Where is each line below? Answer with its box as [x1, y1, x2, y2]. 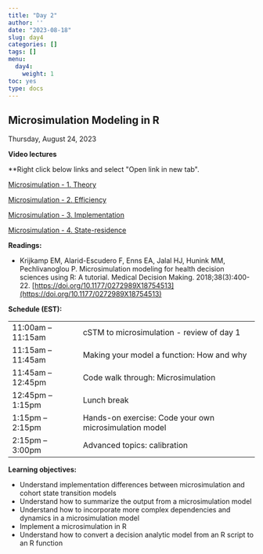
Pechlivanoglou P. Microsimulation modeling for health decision [19, 264, 225, 274]
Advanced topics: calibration [82, 440, 188, 451]
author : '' [8, 19, 44, 27]
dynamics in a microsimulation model [19, 513, 139, 523]
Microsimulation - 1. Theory [8, 180, 96, 189]
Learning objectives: [8, 465, 77, 475]
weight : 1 [22, 70, 55, 78]
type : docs [8, 84, 44, 93]
